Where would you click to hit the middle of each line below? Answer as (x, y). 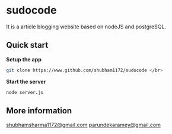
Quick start (27, 45)
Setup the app (24, 59)
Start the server (26, 81)
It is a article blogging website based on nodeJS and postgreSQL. (86, 27)
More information (39, 111)
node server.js (25, 92)
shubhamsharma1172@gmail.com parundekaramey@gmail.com (84, 125)
